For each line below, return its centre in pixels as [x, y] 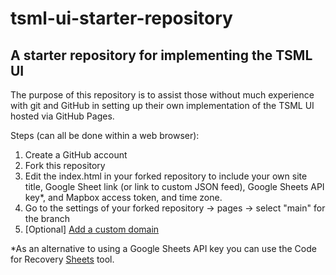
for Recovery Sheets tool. [62, 259]
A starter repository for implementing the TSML [161, 55]
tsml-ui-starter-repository [121, 18]
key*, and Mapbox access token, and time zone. [123, 197]
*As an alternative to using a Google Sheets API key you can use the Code [163, 248]
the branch [47, 218]
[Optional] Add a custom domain [92, 229]
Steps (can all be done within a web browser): [105, 135]
